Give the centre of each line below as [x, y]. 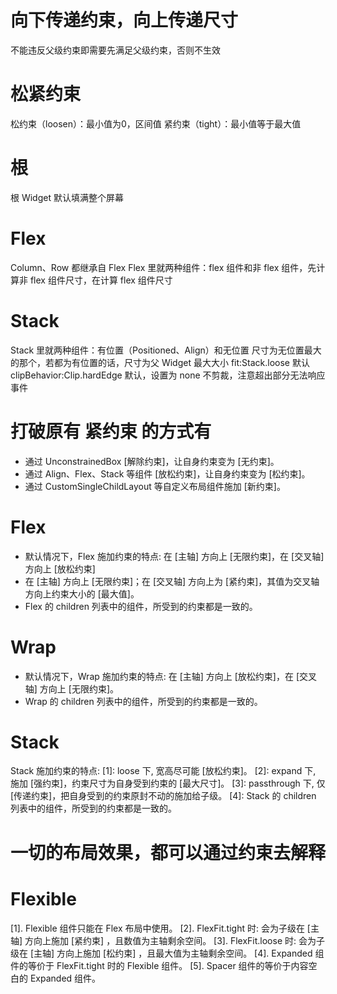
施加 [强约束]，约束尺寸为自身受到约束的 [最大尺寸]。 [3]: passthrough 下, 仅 [168, 783]
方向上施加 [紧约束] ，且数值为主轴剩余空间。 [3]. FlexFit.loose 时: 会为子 [174, 940]
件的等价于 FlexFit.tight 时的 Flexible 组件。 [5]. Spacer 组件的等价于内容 [159, 965]
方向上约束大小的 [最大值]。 [82, 593]
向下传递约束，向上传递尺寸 [124, 20]
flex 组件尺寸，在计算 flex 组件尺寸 [101, 280]
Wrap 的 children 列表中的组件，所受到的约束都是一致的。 [143, 701]
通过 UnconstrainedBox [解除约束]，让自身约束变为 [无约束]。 [152, 461]
